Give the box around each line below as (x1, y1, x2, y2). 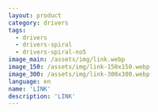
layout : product (8, 11, 62, 20)
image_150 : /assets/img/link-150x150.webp (8, 63, 150, 71)
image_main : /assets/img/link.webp (8, 56, 126, 64)
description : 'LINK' (8, 92, 77, 100)
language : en (8, 77, 51, 85)
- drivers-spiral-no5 (15, 48, 87, 56)
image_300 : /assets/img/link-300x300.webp (8, 70, 150, 78)
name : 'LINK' (8, 84, 51, 93)
